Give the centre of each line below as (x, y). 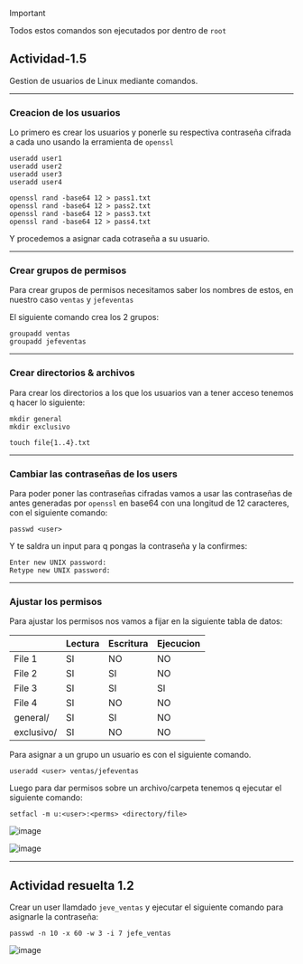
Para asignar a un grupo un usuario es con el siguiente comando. (130, 755)
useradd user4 (36, 183)
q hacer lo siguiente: (47, 402)
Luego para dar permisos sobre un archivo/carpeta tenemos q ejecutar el (146, 788)
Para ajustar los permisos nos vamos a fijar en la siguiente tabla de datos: (146, 621)
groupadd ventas (40, 334)
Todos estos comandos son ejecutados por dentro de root (118, 30)
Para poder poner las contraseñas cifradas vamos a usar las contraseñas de (151, 493)
